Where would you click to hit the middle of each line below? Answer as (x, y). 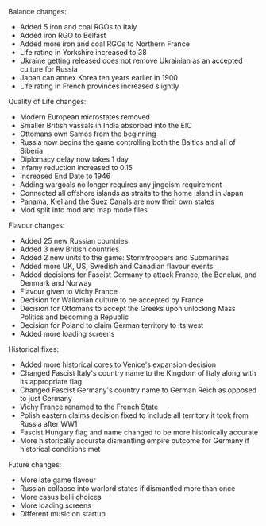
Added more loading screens (67, 334)
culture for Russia (48, 69)
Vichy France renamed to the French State (89, 407)
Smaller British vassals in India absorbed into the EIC (106, 125)
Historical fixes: (34, 349)
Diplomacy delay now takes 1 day (74, 159)
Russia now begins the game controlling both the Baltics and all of (128, 142)
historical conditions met (60, 449)
